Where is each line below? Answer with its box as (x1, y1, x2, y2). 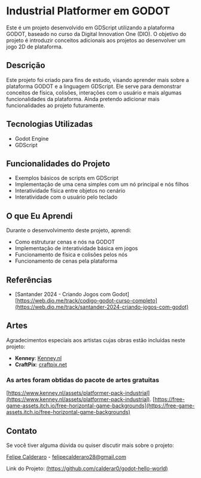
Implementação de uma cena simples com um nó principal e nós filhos (14, 181, 189, 188)
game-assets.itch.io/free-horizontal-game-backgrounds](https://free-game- (6, 402, 195, 409)
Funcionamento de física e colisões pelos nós (14, 251, 127, 258)
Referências (6, 275, 53, 285)
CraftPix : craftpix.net (14, 361, 68, 368)
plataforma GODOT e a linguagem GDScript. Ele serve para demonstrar (6, 83, 181, 90)
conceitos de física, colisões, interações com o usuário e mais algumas (6, 89, 182, 96)
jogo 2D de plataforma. (6, 43, 63, 50)
